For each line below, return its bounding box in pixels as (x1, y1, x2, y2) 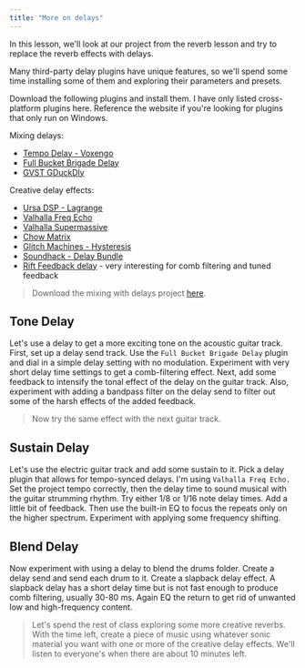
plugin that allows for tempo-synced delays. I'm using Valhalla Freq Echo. (9, 474, 291, 485)
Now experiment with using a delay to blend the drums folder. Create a (9, 563, 275, 574)
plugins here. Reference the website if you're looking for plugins (42, 102, 284, 114)
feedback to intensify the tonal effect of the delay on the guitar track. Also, (9, 377, 290, 388)
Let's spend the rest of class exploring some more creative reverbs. (31, 620, 286, 631)
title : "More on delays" (9, 13, 104, 23)
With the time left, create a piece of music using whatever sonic (31, 629, 271, 640)
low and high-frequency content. (9, 602, 133, 612)
